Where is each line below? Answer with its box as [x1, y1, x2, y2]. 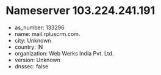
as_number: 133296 [14, 24, 65, 31]
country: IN [14, 43, 43, 51]
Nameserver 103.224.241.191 [5, 4, 156, 18]
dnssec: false [14, 62, 49, 70]
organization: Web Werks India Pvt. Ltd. [14, 49, 114, 57]
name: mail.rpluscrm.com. [14, 30, 80, 37]
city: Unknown [14, 37, 51, 44]
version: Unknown [14, 56, 60, 63]
